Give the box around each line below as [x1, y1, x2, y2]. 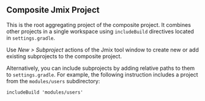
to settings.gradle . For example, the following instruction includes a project [6, 70, 198, 78]
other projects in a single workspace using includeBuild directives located [6, 28, 195, 35]
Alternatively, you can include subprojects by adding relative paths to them [6, 64, 195, 72]
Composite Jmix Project [6, 5, 100, 15]
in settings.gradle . [6, 34, 56, 42]
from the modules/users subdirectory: [6, 77, 100, 84]
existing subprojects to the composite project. [6, 52, 122, 60]
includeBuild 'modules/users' [6, 89, 84, 95]
